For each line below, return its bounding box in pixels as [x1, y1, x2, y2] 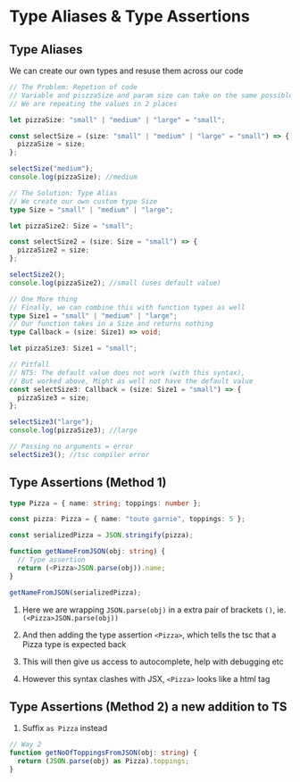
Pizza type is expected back [21, 638, 127, 649]
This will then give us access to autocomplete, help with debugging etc [21, 656, 284, 667]
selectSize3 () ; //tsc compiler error [9, 450, 150, 459]
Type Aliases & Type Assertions [9, 6, 250, 27]
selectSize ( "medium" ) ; [9, 164, 94, 173]
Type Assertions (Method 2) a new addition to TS [9, 699, 287, 714]
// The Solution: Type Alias [9, 188, 118, 197]
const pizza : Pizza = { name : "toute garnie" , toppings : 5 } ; [9, 515, 246, 524]
